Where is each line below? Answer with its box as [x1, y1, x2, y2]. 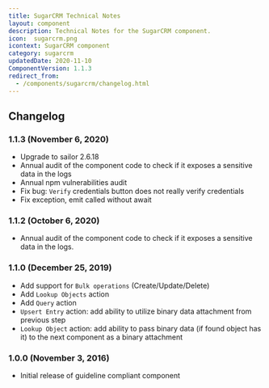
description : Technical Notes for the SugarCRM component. [8, 27, 212, 35]
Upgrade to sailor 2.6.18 [19, 152, 99, 162]
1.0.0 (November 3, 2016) [8, 352, 110, 364]
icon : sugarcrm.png [8, 34, 78, 43]
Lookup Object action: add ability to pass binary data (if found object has [19, 323, 262, 333]
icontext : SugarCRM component [8, 42, 111, 50]
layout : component [8, 19, 70, 27]
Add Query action [19, 297, 77, 307]
